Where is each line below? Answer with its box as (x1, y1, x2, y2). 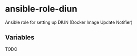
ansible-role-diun (5, 3, 78, 14)
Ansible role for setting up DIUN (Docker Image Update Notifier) (5, 19, 133, 25)
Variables (5, 33, 35, 42)
